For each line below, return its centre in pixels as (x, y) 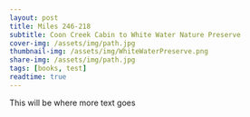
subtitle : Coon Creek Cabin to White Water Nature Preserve (125, 34)
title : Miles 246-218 (50, 26)
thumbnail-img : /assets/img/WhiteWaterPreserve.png (109, 52)
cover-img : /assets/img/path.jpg (72, 43)
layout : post (34, 18)
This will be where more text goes (72, 102)
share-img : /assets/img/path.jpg (72, 60)
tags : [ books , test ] (48, 69)
